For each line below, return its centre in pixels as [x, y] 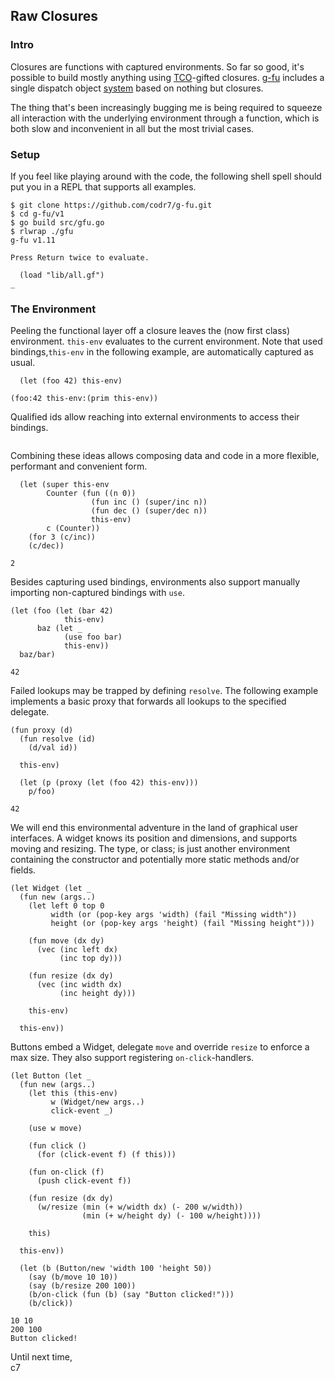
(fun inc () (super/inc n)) [149, 502]
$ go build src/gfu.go [57, 222]
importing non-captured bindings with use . [97, 593]
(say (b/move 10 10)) [73, 1277]
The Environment [53, 309]
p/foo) [42, 792]
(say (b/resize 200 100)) [82, 1286]
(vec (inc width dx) [79, 985]
